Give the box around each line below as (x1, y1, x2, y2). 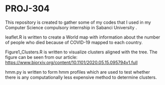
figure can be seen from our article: (5, 54, 78, 60)
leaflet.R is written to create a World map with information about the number (5, 34, 161, 40)
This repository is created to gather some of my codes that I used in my (5, 19, 151, 25)
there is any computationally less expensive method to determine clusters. (5, 74, 157, 80)
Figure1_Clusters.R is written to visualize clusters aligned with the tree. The (5, 49, 158, 55)
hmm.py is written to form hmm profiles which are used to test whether (5, 69, 150, 75)
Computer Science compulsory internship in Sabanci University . (5, 24, 137, 30)
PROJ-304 (5, 3, 50, 14)
